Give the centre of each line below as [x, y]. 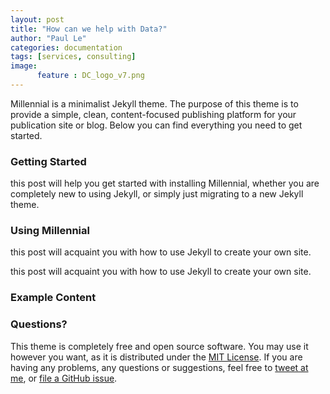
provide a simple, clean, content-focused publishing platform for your [153, 114]
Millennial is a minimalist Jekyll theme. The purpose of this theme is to [154, 103]
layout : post [37, 19]
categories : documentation [66, 47]
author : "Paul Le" [48, 38]
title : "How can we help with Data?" [89, 29]
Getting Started [48, 161]
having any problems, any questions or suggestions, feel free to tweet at [159, 367]
